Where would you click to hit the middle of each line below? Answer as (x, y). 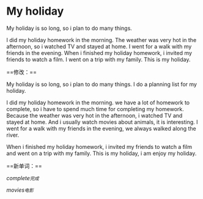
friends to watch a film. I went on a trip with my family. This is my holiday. (98, 59)
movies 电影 (20, 190)
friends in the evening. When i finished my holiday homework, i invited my (99, 52)
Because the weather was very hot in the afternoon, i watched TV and (94, 115)
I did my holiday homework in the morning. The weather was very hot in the (102, 40)
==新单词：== (24, 165)
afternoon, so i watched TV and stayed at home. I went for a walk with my (99, 46)
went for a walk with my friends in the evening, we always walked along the (102, 128)
